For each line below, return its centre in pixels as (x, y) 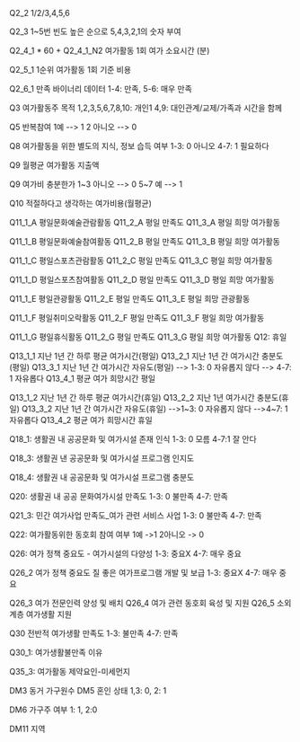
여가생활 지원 (49, 614)
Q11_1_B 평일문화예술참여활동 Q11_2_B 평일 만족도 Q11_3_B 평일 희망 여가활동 (145, 241)
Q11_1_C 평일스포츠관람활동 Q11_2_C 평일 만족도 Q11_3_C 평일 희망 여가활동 (141, 261)
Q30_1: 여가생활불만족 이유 (56, 652)
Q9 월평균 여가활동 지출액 (54, 165)
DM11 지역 (27, 729)
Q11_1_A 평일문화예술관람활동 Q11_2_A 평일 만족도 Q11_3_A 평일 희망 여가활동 (145, 222)
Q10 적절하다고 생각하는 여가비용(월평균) (81, 203)
